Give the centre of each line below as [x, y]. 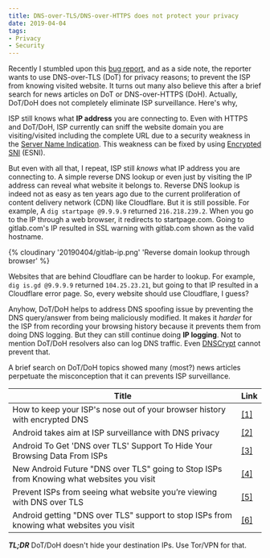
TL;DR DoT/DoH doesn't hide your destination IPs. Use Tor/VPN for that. [127, 545]
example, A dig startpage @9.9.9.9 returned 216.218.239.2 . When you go [131, 211]
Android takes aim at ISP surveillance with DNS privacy [116, 433]
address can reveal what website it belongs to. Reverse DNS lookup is [124, 185]
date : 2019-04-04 [37, 23]
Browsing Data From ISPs [60, 456]
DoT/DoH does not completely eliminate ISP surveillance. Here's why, [123, 103]
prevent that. [29, 352]
